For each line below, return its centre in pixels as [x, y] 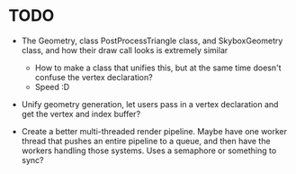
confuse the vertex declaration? [94, 77]
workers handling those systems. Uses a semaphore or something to [149, 151]
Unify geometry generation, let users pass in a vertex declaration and [150, 104]
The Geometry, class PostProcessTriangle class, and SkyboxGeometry [152, 41]
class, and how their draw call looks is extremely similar [125, 50]
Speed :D [52, 87]
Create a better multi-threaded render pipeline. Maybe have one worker [154, 131]
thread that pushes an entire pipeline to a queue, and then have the [146, 141]
